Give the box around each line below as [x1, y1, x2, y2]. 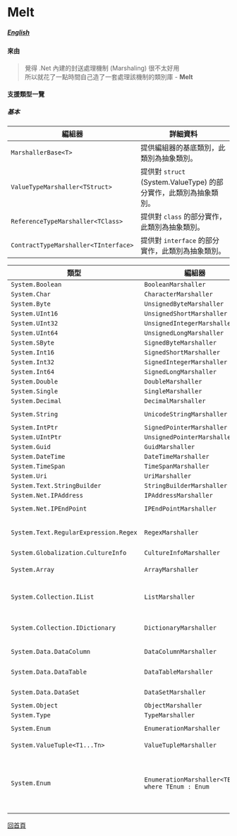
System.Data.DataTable [11, 668, 87, 676]
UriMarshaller [144, 472, 192, 480]
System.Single [11, 388, 59, 395]
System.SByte [11, 339, 55, 347]
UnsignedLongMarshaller [144, 329, 224, 338]
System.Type [11, 711, 51, 719]
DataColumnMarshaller [144, 647, 217, 656]
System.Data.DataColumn [11, 647, 91, 656]
